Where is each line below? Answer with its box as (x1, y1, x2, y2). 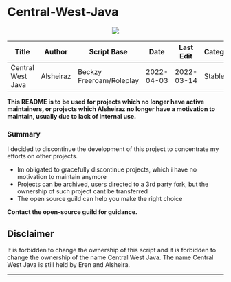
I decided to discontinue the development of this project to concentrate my (7, 145, 219, 153)
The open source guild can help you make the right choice (16, 195, 183, 203)
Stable (203, 71, 225, 81)
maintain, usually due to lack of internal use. (7, 112, 137, 120)
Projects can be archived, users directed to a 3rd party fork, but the (16, 180, 209, 189)
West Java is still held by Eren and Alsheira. (7, 261, 131, 269)
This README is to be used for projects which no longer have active (7, 97, 205, 106)
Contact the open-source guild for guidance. (7, 208, 138, 216)
